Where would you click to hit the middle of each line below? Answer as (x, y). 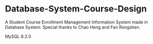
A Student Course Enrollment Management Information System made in (76, 22)
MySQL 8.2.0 (18, 36)
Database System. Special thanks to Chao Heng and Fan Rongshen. (73, 27)
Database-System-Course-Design (76, 9)
